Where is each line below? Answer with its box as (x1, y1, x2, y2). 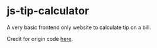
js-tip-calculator (7, 4, 89, 18)
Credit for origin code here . (7, 35, 73, 42)
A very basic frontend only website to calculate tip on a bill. (7, 24, 152, 31)
